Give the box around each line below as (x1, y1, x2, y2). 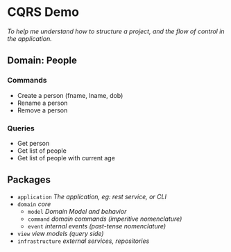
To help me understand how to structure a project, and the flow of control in (7, 27, 225, 35)
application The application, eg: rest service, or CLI (17, 192, 166, 201)
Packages (7, 174, 51, 186)
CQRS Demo (7, 4, 80, 20)
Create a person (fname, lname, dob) (17, 91, 123, 99)
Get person (17, 139, 50, 147)
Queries (7, 123, 35, 133)
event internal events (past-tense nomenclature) (27, 221, 166, 230)
